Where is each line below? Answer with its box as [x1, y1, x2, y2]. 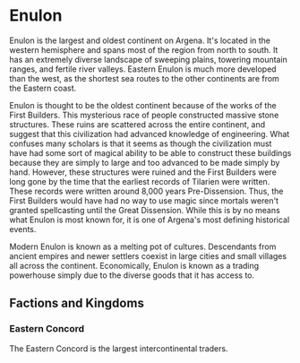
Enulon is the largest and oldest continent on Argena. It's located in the [9, 35, 271, 46]
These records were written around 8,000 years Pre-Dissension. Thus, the [9, 186, 284, 196]
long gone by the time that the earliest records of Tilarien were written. [9, 176, 270, 186]
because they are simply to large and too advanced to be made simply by [9, 157, 280, 168]
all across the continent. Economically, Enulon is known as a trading [9, 260, 260, 271]
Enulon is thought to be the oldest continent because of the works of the [9, 99, 277, 110]
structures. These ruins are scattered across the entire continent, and [9, 118, 266, 130]
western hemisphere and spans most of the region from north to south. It [9, 44, 279, 55]
